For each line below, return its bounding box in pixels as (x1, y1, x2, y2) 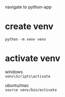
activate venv (5, 53, 61, 64)
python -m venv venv (5, 37, 47, 42)
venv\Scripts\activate (5, 74, 51, 79)
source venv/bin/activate (5, 87, 57, 92)
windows (5, 69, 23, 74)
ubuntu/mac (5, 82, 29, 88)
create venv (5, 21, 54, 32)
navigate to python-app (5, 4, 52, 10)
